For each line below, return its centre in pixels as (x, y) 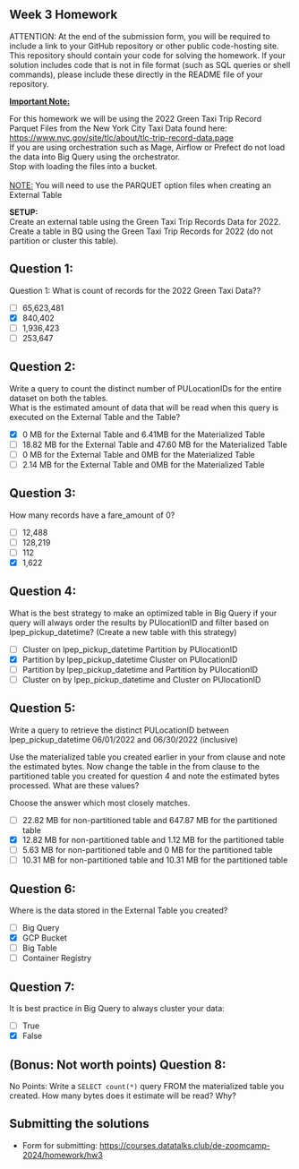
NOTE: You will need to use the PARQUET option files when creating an (140, 185)
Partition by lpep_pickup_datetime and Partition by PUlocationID (140, 669)
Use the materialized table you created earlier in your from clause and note (147, 757)
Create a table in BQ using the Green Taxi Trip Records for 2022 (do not (141, 231)
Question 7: (42, 987)
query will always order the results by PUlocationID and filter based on (139, 623)
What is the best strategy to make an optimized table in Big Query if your (143, 613)
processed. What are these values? (74, 785)
